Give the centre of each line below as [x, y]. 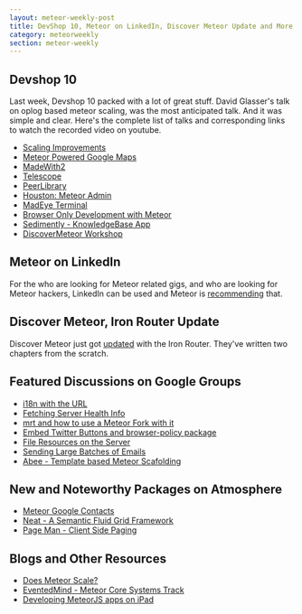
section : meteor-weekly [54, 43]
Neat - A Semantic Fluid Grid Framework [98, 521]
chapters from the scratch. [59, 353]
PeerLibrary [44, 186]
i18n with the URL [55, 404]
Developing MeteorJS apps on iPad [88, 600]
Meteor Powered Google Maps [80, 157]
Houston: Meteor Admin [67, 196]
